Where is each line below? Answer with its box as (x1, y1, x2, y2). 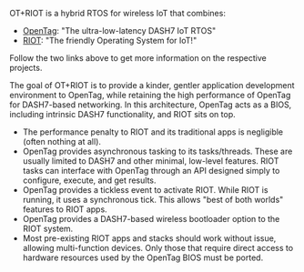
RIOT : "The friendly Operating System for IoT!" (22, 35, 198, 45)
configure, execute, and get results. (22, 175, 157, 186)
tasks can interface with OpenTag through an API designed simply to (22, 166, 280, 176)
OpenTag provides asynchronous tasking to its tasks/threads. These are (22, 146, 293, 156)
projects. (9, 63, 43, 73)
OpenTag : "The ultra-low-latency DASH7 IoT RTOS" (22, 25, 217, 35)
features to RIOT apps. (22, 204, 107, 215)
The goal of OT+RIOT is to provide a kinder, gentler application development (9, 80, 295, 90)
